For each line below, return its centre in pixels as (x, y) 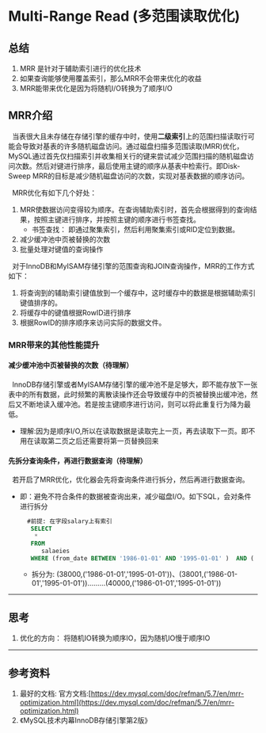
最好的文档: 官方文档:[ (55, 693)
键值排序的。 (40, 303)
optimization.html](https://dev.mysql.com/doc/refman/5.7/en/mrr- (127, 703)
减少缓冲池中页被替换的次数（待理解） (70, 365)
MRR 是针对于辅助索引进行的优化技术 (80, 69)
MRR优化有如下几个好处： (54, 193)
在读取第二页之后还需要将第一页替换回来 (93, 441)
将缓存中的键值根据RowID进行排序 (76, 312)
